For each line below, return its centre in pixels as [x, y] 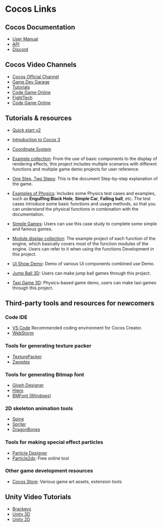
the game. [22, 184]
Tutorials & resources [39, 118]
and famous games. [32, 229]
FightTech [22, 97]
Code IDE [16, 317]
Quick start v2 [27, 130]
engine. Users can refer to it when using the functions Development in [83, 249]
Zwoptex [21, 361]
